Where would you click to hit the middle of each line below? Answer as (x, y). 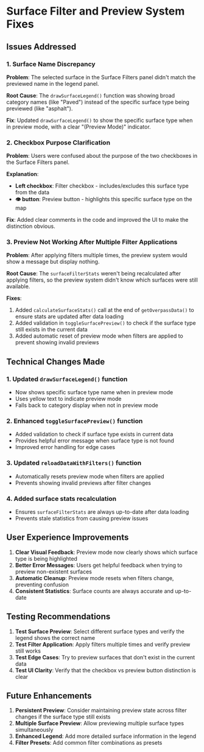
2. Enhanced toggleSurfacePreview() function (75, 421)
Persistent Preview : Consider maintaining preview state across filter (101, 711)
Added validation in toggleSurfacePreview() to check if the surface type (105, 323)
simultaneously (34, 730)
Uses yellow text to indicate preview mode (68, 399)
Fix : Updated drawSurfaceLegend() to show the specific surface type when (100, 120)
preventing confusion (42, 584)
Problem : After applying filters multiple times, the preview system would (97, 255)
